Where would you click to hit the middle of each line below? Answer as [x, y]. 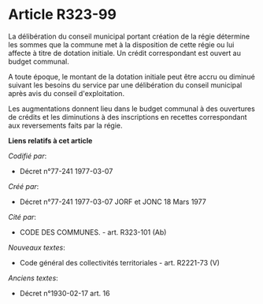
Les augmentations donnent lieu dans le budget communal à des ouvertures [132, 109]
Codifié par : [28, 156]
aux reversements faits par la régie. [66, 125]
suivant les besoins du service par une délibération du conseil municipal [125, 85]
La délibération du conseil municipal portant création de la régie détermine [129, 36]
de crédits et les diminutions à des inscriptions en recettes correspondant [128, 117]
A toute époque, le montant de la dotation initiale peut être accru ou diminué [132, 76]
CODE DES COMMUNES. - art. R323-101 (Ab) [93, 232]
